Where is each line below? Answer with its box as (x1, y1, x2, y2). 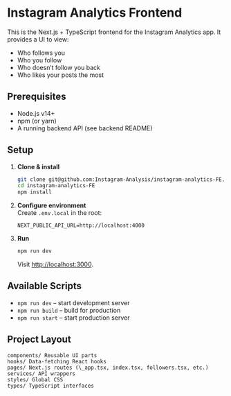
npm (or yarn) (17, 117, 57, 125)
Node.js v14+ (17, 109, 55, 117)
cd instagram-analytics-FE (17, 182, 95, 189)
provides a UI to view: (7, 35, 69, 43)
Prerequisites (7, 91, 66, 103)
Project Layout (7, 334, 71, 345)
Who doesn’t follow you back (17, 63, 101, 71)
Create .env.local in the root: (17, 209, 102, 217)
